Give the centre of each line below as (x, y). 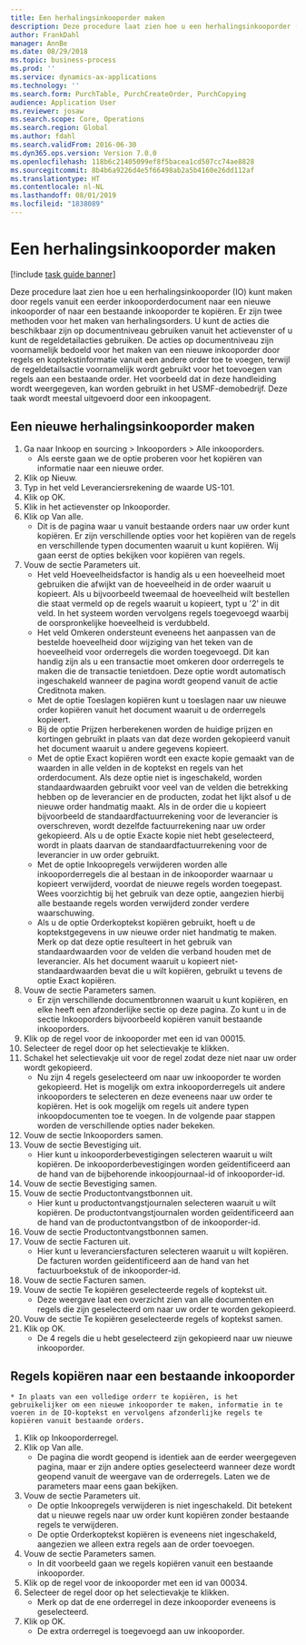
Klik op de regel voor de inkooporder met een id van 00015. (134, 1038)
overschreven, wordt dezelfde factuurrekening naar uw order (151, 825)
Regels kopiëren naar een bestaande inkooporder (153, 1376)
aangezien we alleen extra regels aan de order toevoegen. (146, 1544)
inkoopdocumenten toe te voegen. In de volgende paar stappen (156, 1115)
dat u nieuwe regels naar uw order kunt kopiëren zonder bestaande (163, 1515)
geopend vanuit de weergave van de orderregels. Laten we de (153, 1477)
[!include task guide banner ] (63, 274)
